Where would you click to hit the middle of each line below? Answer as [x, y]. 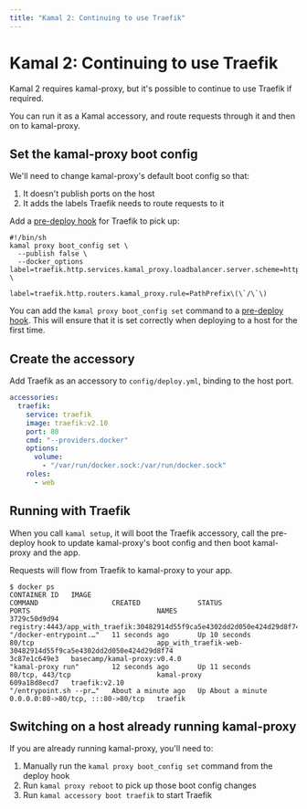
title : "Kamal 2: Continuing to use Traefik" [97, 18]
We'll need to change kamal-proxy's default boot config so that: [129, 176]
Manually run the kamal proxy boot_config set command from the [148, 766]
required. [26, 98]
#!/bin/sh [28, 238]
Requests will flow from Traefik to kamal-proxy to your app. [121, 570]
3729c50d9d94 [34, 619]
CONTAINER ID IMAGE [51, 594]
